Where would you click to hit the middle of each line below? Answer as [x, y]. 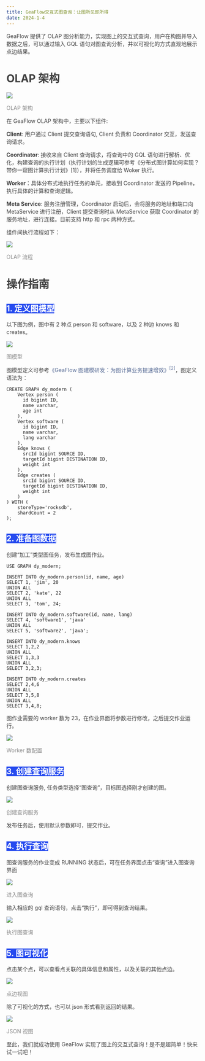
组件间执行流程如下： [33, 232]
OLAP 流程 [20, 257]
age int [32, 411]
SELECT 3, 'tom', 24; [34, 604]
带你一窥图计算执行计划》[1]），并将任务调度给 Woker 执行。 [82, 170]
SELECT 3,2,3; [24, 668]
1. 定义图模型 [31, 309]
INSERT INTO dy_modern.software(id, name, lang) [69, 615]
